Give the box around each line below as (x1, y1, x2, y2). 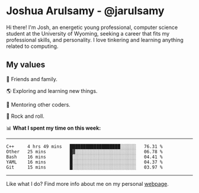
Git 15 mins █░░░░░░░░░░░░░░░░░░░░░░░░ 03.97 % (6, 164, 163, 170)
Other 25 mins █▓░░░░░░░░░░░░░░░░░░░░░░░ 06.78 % (6, 149, 163, 155)
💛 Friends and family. (6, 75, 57, 82)
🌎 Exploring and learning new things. (6, 87, 98, 94)
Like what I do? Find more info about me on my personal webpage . (6, 180, 169, 187)
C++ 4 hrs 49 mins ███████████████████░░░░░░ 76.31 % (6, 143, 163, 149)
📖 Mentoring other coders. (6, 101, 71, 108)
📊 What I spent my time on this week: (6, 124, 101, 131)
